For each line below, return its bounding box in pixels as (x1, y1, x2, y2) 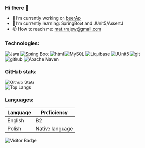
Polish (7, 125, 22, 132)
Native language (35, 125, 73, 132)
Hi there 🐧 (5, 4, 29, 11)
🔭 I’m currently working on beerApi (12, 16, 82, 21)
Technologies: (5, 40, 40, 47)
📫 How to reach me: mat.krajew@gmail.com (12, 26, 102, 32)
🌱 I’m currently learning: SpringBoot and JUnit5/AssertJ (12, 20, 124, 26)
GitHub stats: (5, 68, 37, 75)
